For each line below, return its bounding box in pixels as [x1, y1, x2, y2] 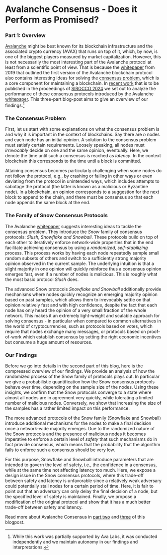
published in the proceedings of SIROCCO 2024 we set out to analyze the [5, 86, 156, 92]
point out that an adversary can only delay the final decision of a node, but [5, 488, 158, 495]
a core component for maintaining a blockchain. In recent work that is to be [5, 80, 159, 86]
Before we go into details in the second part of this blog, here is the [5, 363, 143, 369]
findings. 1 [5, 101, 25, 108]
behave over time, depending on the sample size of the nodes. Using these [5, 384, 159, 390]
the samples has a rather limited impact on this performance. [5, 405, 130, 411]
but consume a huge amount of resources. [5, 339, 93, 345]
